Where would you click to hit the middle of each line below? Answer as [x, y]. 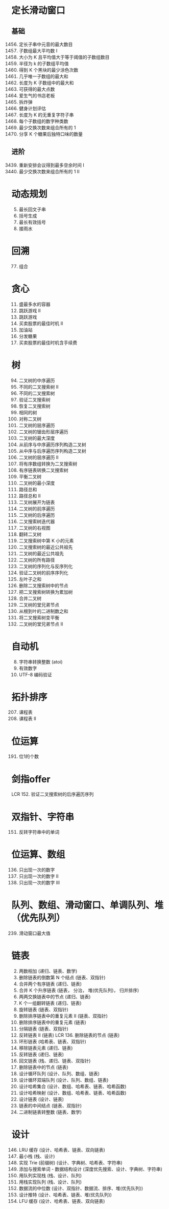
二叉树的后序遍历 [37, 515]
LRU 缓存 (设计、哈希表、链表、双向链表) [62, 1150]
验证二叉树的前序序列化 [43, 573]
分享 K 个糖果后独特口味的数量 [51, 134]
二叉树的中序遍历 [37, 380]
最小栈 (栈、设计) [37, 1156]
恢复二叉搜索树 [34, 406]
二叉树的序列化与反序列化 [46, 566]
